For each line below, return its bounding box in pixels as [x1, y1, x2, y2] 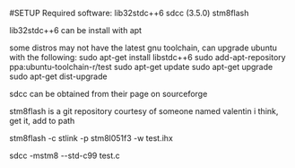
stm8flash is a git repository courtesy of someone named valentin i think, [9, 106, 279, 116]
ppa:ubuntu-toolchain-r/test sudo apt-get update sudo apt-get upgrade [9, 62, 273, 72]
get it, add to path [9, 116, 75, 126]
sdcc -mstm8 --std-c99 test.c [9, 150, 121, 161]
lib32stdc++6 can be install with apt [9, 25, 142, 35]
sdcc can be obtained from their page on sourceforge [9, 89, 208, 99]
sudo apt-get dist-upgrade [9, 71, 108, 82]
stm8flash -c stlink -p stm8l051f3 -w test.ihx [9, 133, 173, 143]
